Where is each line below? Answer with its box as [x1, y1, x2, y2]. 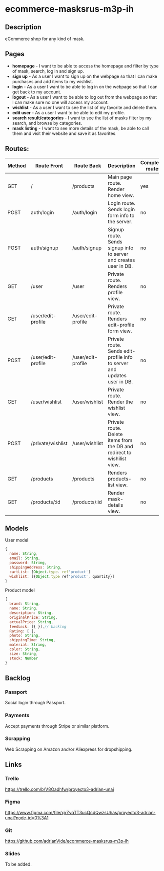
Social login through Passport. [5, 700, 66, 706]
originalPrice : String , [9, 615, 58, 620]
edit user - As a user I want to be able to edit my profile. [12, 109, 125, 115]
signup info [107, 244, 134, 251]
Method [7, 162, 26, 169]
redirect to [107, 449, 132, 456]
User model [5, 537, 28, 543]
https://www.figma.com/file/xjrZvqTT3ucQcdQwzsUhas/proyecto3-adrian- [5, 809, 156, 815]
